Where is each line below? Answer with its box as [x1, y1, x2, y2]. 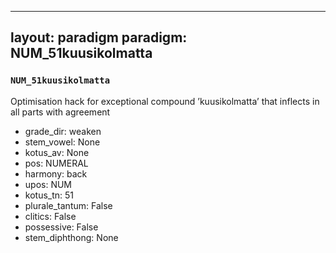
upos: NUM [24, 178, 73, 190]
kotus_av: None [24, 146, 90, 158]
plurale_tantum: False [24, 199, 113, 211]
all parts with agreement [10, 106, 111, 118]
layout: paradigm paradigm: [10, 29, 188, 46]
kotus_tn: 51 [24, 189, 75, 201]
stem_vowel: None [24, 136, 101, 148]
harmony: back [24, 167, 88, 180]
